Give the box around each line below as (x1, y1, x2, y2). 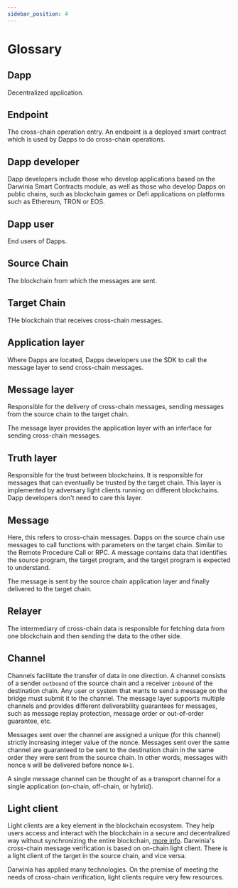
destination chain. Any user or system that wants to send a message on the (7, 686, 228, 694)
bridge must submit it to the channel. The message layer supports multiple (7, 694, 225, 702)
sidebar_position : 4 (7, 10, 69, 18)
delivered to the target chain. (7, 584, 92, 593)
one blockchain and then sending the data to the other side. (7, 631, 183, 640)
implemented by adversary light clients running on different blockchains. (7, 486, 220, 495)
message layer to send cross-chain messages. (7, 363, 144, 371)
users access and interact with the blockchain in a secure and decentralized (7, 829, 230, 837)
